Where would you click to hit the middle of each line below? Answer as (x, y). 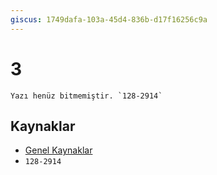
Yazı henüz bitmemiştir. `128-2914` (86, 96)
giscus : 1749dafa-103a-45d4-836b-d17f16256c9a (109, 19)
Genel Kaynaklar (58, 150)
